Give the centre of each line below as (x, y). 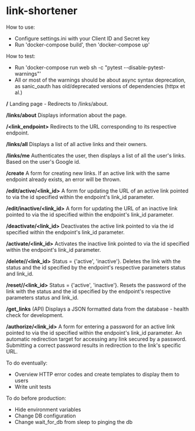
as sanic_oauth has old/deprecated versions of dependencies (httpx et (100, 86)
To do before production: (36, 398)
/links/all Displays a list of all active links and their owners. (77, 144)
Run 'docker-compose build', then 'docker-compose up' (82, 45)
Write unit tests (33, 386)
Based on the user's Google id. (43, 161)
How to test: (21, 56)
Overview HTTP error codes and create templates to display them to (97, 374)
